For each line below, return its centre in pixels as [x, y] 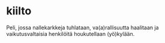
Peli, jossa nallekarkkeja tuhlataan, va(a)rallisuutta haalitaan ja [82, 27]
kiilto [19, 11]
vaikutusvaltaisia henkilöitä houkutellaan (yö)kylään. [70, 33]
